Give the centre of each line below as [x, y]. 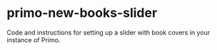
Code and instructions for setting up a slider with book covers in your [108, 32]
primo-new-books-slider [82, 13]
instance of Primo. [34, 39]
